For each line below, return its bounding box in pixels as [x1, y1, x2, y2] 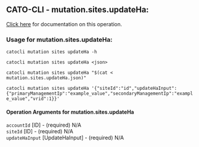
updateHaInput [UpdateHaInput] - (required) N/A [6, 134, 124, 142]
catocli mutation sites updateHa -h [6, 49, 97, 55]
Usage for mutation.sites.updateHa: [6, 35, 113, 43]
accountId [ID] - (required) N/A [6, 121, 82, 129]
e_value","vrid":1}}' [6, 96, 60, 102]
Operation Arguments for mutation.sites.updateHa [6, 108, 134, 115]
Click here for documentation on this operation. [6, 20, 122, 27]
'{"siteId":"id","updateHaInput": [91, 86, 178, 92]
